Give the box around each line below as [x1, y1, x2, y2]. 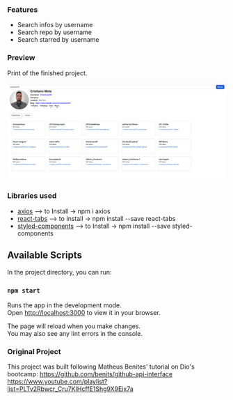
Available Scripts [7, 249, 82, 261]
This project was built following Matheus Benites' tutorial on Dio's [7, 362, 195, 371]
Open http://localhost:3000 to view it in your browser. [7, 308, 161, 316]
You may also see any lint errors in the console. [7, 329, 143, 337]
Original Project [7, 346, 61, 356]
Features [7, 5, 38, 15]
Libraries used [7, 191, 57, 201]
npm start [7, 286, 40, 294]
